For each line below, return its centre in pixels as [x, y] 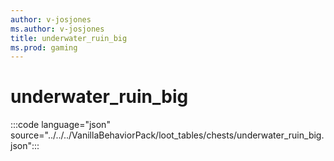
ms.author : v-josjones [57, 29]
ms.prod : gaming [44, 47]
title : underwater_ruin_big [69, 38]
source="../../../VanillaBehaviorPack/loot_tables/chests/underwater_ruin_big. [167, 135]
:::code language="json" [60, 125]
